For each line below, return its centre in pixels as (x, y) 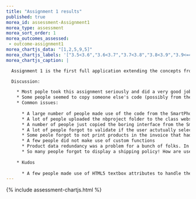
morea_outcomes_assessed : (37, 39)
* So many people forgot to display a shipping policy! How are (101, 152)
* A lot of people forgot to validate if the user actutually (99, 130)
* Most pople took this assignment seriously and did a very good (99, 92)
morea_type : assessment (35, 28)
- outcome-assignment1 (36, 44)
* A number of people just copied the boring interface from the (102, 124)
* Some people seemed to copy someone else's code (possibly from (99, 97)
